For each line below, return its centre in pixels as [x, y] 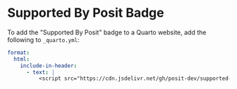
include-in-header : [49, 66]
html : [22, 59]
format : [19, 53]
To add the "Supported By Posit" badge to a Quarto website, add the [107, 32]
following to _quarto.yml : [43, 39]
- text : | [40, 72]
